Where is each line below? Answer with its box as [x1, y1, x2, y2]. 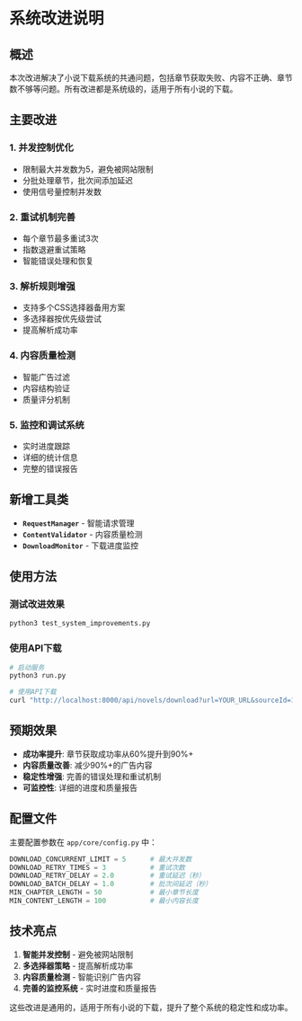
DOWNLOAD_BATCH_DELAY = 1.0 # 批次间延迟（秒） [9, 880, 213, 889]
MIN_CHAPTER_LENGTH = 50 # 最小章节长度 [9, 888, 200, 897]
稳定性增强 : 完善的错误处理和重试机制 [22, 770, 162, 782]
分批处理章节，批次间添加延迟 [22, 174, 133, 185]
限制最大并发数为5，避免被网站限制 [22, 164, 155, 174]
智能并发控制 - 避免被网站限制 [22, 949, 134, 960]
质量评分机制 [22, 394, 70, 404]
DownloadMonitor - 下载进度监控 [22, 540, 139, 551]
